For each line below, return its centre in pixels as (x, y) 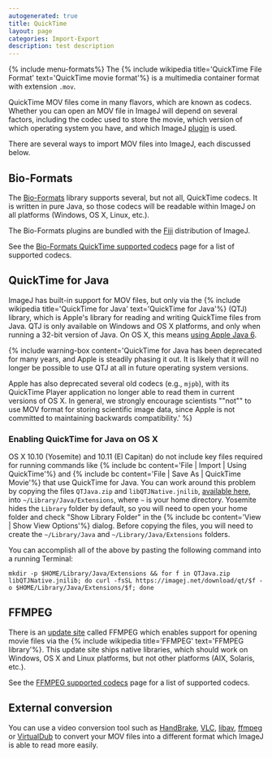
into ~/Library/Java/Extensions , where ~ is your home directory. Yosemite (133, 500)
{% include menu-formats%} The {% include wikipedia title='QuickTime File (135, 69)
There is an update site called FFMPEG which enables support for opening (133, 632)
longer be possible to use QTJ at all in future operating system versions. (129, 367)
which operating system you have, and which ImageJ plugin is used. (123, 128)
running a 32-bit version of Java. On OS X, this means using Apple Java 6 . (133, 335)
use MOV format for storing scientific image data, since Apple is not (122, 409)
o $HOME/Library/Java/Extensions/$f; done (81, 588)
